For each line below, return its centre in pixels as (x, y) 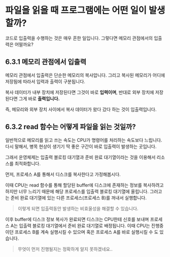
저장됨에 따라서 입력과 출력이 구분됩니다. (45, 81)
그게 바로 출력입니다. (39, 98)
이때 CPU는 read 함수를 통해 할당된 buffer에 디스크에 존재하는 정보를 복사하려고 (84, 185)
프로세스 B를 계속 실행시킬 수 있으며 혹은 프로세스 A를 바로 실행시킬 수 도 (87, 232)
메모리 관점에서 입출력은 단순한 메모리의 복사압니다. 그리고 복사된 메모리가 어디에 (85, 75)
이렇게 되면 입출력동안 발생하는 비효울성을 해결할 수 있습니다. (78, 208)
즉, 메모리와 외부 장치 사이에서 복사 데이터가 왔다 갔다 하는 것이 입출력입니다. (81, 109)
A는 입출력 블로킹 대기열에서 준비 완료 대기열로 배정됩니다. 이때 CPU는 (80, 226)
